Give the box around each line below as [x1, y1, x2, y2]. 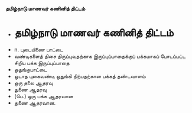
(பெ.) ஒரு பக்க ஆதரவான [14, 92, 73, 99]
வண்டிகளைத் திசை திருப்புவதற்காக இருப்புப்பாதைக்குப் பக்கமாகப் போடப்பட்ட [14, 53, 186, 60]
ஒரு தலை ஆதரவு [14, 79, 53, 86]
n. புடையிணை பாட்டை [14, 46, 63, 53]
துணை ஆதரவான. [14, 99, 56, 106]
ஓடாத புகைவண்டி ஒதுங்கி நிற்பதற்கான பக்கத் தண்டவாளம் [14, 72, 146, 79]
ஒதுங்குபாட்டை [14, 66, 47, 73]
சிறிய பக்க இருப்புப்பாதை [14, 59, 70, 66]
